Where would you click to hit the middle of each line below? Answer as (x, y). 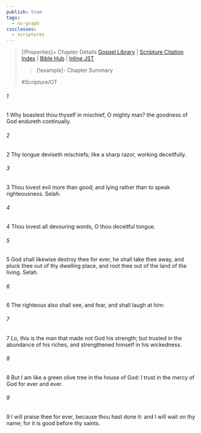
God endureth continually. (39, 121)
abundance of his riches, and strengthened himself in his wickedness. (94, 345)
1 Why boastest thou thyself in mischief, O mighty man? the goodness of (97, 115)
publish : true (24, 12)
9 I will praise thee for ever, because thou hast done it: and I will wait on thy (101, 417)
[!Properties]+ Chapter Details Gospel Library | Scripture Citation (102, 52)
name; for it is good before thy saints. (53, 423)
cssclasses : (21, 29)
